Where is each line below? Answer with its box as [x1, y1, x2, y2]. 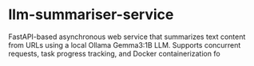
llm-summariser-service [8, 6, 174, 24]
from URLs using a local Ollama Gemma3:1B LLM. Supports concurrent [8, 40, 241, 49]
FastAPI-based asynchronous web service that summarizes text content [8, 32, 246, 41]
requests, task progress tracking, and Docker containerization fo [8, 49, 221, 58]
